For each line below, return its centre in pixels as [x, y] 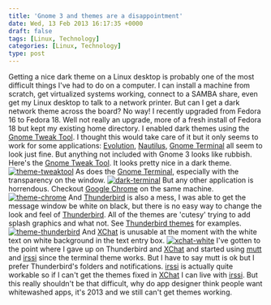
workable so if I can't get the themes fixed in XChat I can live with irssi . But [133, 275]
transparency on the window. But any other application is [131, 180]
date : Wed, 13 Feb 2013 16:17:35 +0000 [76, 24]
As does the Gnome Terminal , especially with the [157, 172]
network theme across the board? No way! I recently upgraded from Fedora [135, 111]
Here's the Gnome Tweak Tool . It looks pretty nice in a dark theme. [120, 163]
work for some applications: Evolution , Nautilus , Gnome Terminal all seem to [135, 146]
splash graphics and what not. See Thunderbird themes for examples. [125, 223]
